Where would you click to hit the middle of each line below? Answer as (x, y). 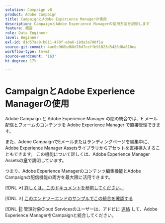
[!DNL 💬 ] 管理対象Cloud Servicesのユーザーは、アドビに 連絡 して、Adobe (81, 209)
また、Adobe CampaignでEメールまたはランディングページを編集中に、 (79, 142)
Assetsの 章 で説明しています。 (36, 161)
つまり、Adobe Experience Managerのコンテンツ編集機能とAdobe (73, 171)
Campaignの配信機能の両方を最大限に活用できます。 (59, 177)
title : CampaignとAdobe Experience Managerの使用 (56, 19)
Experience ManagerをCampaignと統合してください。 (61, 216)
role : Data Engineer (27, 33)
